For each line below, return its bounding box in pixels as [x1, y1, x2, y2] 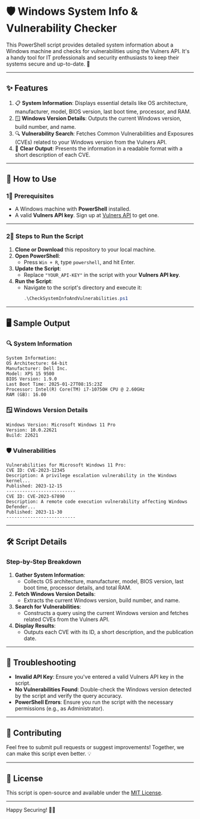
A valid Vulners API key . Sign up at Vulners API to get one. [14, 212, 160, 219]
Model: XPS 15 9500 [6, 371, 55, 377]
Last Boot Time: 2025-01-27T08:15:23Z [6, 381, 102, 388]
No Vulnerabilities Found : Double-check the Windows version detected [14, 686, 192, 693]
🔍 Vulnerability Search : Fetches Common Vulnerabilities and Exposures [14, 129, 194, 137]
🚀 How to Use [6, 174, 57, 184]
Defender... [6, 503, 36, 510]
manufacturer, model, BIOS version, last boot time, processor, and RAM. [14, 108, 192, 115]
